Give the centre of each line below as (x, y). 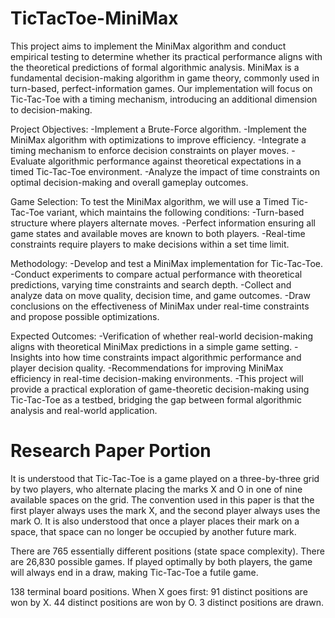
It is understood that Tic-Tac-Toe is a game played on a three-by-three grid (165, 478)
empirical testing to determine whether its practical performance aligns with (166, 56)
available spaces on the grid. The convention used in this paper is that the (162, 499)
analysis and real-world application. (84, 410)
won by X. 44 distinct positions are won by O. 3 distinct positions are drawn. (167, 602)
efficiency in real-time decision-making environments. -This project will (157, 378)
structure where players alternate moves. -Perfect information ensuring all (163, 223)
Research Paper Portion (111, 451)
